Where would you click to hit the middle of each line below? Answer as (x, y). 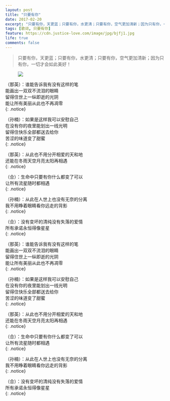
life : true (17, 38)
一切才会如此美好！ (51, 64)
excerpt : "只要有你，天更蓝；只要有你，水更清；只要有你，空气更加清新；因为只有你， (84, 24)
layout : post (19, 10)
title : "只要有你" (23, 15)
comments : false (22, 43)
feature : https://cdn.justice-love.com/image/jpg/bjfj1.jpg (70, 33)
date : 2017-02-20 (24, 19)
